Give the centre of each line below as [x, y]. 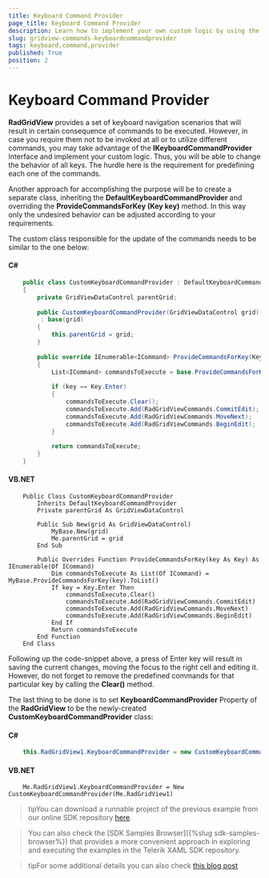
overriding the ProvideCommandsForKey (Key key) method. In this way [127, 206]
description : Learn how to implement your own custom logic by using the [134, 30]
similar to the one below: [49, 247]
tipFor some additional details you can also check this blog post [133, 866]
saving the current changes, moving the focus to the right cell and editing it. [133, 667]
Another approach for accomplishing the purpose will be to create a [120, 188]
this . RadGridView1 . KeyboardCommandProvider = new [107, 752]
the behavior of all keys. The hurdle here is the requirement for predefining [131, 164]
